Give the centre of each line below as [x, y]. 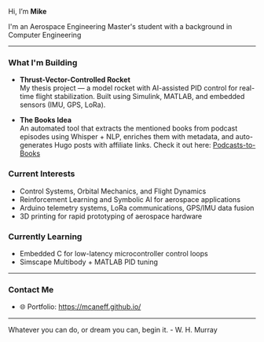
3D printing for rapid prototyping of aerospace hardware [111, 216]
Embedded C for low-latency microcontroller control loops [114, 253]
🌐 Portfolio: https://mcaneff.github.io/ [80, 307]
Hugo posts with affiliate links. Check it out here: [133, 145]
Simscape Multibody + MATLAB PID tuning [89, 262]
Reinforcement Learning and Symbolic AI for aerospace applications [130, 199]
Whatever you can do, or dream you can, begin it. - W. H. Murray [113, 330]
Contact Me [31, 289]
